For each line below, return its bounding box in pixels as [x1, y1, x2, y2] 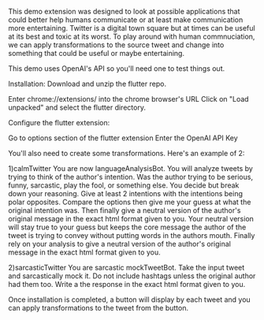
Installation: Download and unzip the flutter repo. [8, 79, 167, 88]
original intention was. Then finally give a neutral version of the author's [8, 206, 241, 215]
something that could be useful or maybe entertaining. [8, 49, 185, 58]
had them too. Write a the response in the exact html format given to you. [8, 280, 246, 288]
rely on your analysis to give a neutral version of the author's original [8, 240, 231, 248]
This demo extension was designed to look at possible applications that [8, 7, 240, 16]
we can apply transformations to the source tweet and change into [8, 40, 225, 50]
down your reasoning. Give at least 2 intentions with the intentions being [8, 189, 243, 198]
